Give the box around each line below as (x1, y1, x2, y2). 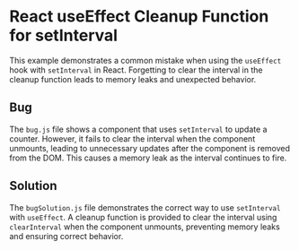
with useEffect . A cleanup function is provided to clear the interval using (9, 211, 277, 222)
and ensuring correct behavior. (9, 230, 124, 241)
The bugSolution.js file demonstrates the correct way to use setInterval (9, 202, 281, 212)
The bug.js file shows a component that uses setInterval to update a (9, 124, 268, 134)
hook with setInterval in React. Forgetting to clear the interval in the (9, 65, 263, 75)
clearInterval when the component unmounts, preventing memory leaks (9, 221, 280, 232)
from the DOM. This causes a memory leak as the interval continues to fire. (9, 152, 287, 163)
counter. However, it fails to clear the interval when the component (9, 133, 256, 144)
